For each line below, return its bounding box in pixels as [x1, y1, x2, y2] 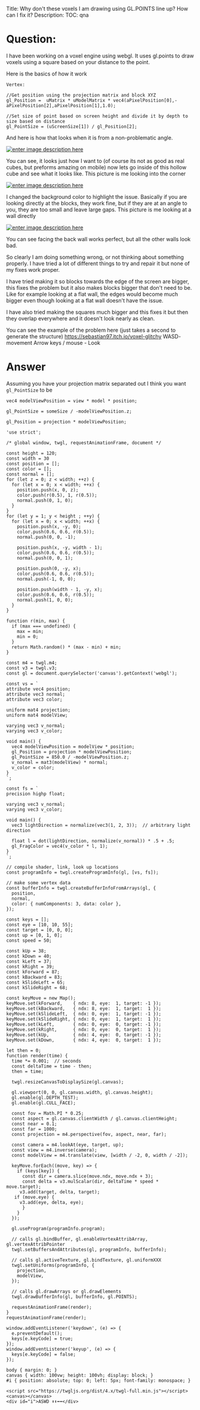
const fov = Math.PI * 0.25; [11, 1110, 84, 1116]
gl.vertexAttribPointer [6, 1241, 66, 1247]
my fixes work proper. [6, 266, 60, 273]
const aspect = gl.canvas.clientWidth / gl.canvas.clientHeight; [11, 1115, 178, 1121]
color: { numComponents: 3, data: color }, [11, 900, 121, 906]
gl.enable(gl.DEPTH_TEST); [11, 1094, 79, 1100]
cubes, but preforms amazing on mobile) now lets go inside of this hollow [6, 163, 187, 171]
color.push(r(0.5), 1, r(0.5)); [17, 492, 97, 498]
